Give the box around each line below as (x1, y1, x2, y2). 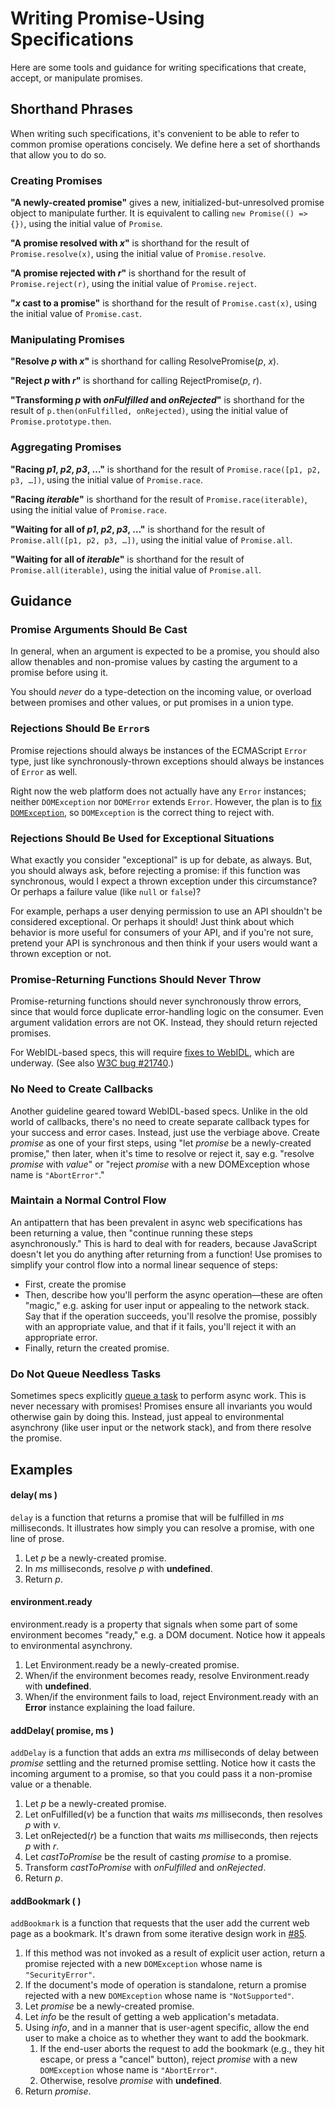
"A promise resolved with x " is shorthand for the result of (10, 237, 250, 249)
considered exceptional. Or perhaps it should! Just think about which (10, 915, 295, 927)
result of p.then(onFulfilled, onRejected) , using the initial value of (10, 405, 289, 417)
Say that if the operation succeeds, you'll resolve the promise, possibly (24, 1310, 318, 1322)
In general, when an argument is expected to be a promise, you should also (10, 645, 320, 657)
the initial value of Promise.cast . (10, 308, 143, 320)
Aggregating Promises (10, 440, 122, 454)
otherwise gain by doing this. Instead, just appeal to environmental (10, 1411, 285, 1423)
